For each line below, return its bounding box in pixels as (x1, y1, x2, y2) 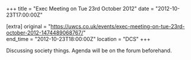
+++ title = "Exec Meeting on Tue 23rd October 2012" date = (6, 5, 154, 12)
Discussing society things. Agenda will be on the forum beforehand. (6, 47, 172, 54)
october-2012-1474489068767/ (6, 29, 84, 36)
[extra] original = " (6, 23, 51, 30)
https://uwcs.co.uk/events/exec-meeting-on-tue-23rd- (50, 23, 185, 30)
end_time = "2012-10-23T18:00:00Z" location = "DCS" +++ (6, 36, 151, 42)
